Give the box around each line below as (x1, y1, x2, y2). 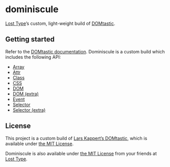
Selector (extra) (12, 107, 46, 113)
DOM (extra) (12, 90, 39, 97)
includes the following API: (5, 54, 61, 60)
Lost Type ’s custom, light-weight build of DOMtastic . (5, 20, 116, 26)
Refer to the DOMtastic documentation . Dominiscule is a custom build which (5, 48, 165, 54)
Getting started (5, 35, 55, 44)
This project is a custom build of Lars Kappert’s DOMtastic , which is (5, 135, 148, 141)
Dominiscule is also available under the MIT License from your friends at (5, 150, 157, 156)
